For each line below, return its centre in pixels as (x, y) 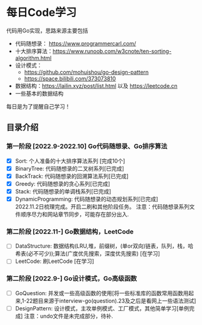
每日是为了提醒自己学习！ (38, 106)
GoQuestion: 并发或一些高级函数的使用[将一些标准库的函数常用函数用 (102, 293)
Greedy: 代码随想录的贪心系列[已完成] (63, 184)
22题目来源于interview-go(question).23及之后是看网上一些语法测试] (111, 301)
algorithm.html (33, 58)
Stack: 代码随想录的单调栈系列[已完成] (63, 191)
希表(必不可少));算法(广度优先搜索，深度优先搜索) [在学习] (87, 254)
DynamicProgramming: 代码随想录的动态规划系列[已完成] (86, 199)
